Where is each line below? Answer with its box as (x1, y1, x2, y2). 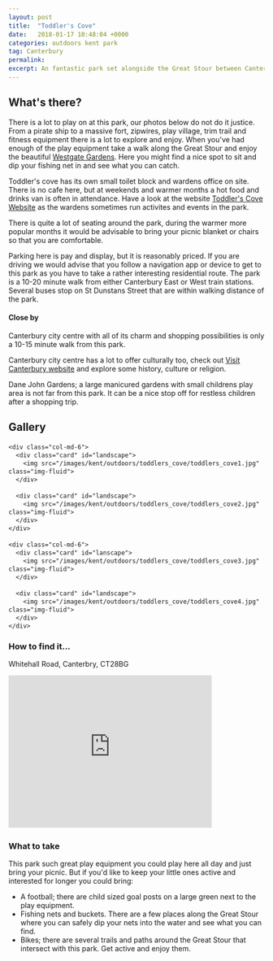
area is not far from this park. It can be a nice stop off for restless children (8, 388, 256, 398)
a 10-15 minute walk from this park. (8, 339, 126, 349)
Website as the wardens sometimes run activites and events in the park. (8, 202, 249, 211)
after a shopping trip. (8, 397, 79, 407)
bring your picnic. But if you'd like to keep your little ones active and (8, 868, 236, 877)
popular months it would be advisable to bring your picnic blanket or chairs (8, 226, 259, 236)
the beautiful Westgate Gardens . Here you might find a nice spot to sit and (8, 151, 258, 162)
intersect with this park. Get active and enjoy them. (19, 944, 191, 954)
